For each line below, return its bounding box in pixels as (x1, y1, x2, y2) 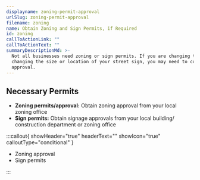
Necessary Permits (6, 86, 79, 96)
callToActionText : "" (6, 42, 60, 48)
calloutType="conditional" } (6, 139, 74, 146)
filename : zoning (6, 20, 49, 26)
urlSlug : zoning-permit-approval (6, 14, 89, 20)
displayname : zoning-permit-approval (6, 8, 100, 15)
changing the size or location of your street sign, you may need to (11, 58, 187, 64)
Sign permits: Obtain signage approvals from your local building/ (14, 114, 174, 122)
